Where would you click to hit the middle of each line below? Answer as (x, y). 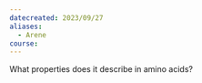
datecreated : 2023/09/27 (56, 18)
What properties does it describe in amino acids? (101, 69)
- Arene (32, 35)
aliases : (26, 26)
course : (24, 43)
